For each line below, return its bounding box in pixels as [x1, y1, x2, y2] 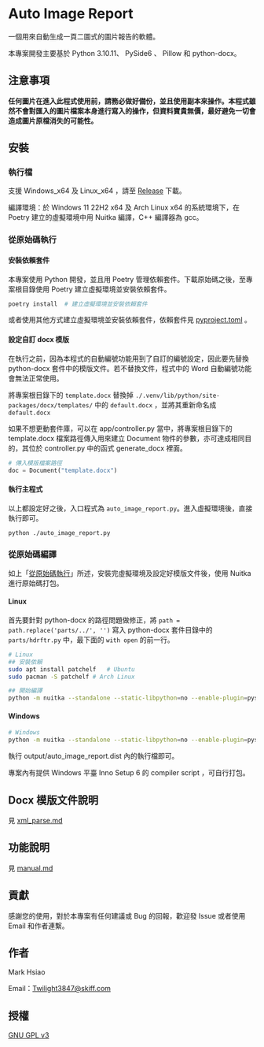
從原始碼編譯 [8, 549, 57, 560]
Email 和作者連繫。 [8, 921, 69, 930]
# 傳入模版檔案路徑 [8, 459, 63, 467]
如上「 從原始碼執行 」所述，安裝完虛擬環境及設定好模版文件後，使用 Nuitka [8, 568, 251, 577]
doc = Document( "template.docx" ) [8, 466, 118, 474]
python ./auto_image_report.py [8, 529, 111, 536]
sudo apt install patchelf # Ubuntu [8, 665, 135, 674]
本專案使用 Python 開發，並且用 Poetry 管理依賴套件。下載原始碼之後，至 [8, 274, 246, 284]
